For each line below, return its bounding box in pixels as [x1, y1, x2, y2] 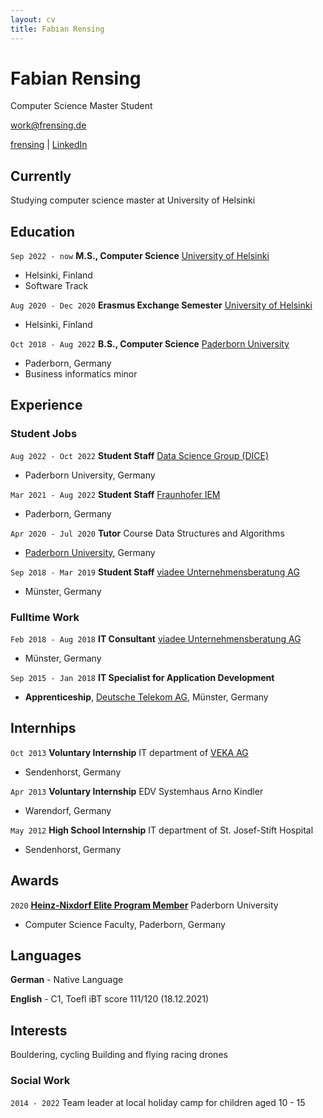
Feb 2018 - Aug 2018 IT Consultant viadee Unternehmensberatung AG [10, 633, 302, 645]
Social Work [10, 1074, 71, 1088]
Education [10, 223, 76, 240]
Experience [10, 397, 83, 414]
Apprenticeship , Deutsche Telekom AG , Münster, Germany [24, 691, 269, 703]
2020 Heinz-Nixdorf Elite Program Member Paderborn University [10, 899, 279, 911]
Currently [10, 167, 72, 185]
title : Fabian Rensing [10, 24, 105, 34]
